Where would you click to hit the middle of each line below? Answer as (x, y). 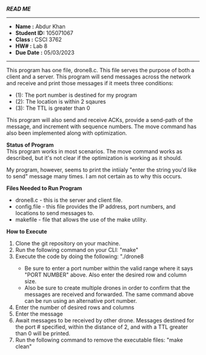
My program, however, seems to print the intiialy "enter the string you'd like (101, 170)
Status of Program (30, 145)
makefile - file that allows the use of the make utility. (81, 219)
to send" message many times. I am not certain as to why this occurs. (94, 176)
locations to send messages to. (55, 213)
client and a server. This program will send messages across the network (99, 77)
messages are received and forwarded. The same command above (109, 294)
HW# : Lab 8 (31, 46)
